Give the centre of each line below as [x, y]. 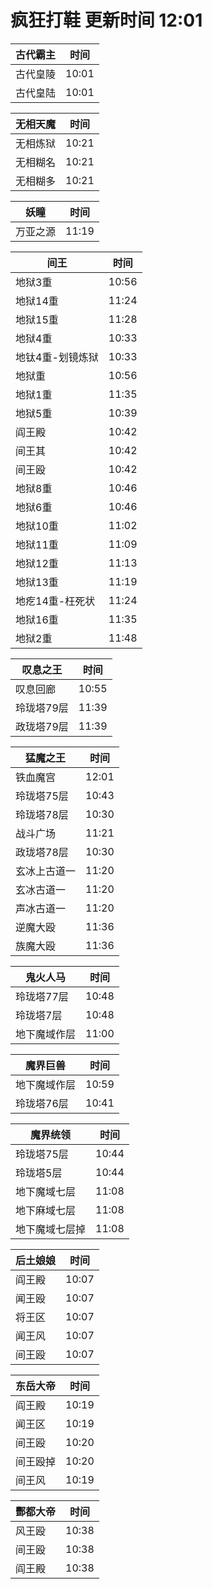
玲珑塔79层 [42, 708]
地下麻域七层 [46, 1210]
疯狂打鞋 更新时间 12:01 [106, 20]
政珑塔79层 [42, 726]
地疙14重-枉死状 [55, 601]
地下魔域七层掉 [51, 1229]
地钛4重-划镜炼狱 [57, 357]
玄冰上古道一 [46, 871]
